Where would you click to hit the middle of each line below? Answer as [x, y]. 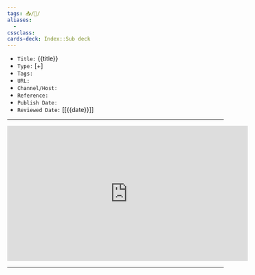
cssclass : [21, 33]
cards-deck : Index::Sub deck [49, 39]
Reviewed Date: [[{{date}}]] [55, 110]
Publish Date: [37, 103]
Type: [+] [30, 66]
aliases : [20, 20]
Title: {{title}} [37, 58]
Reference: [33, 96]
